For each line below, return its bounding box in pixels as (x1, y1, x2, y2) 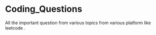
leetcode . (5, 25, 26, 31)
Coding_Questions (5, 3, 83, 15)
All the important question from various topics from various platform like (5, 20, 151, 26)
